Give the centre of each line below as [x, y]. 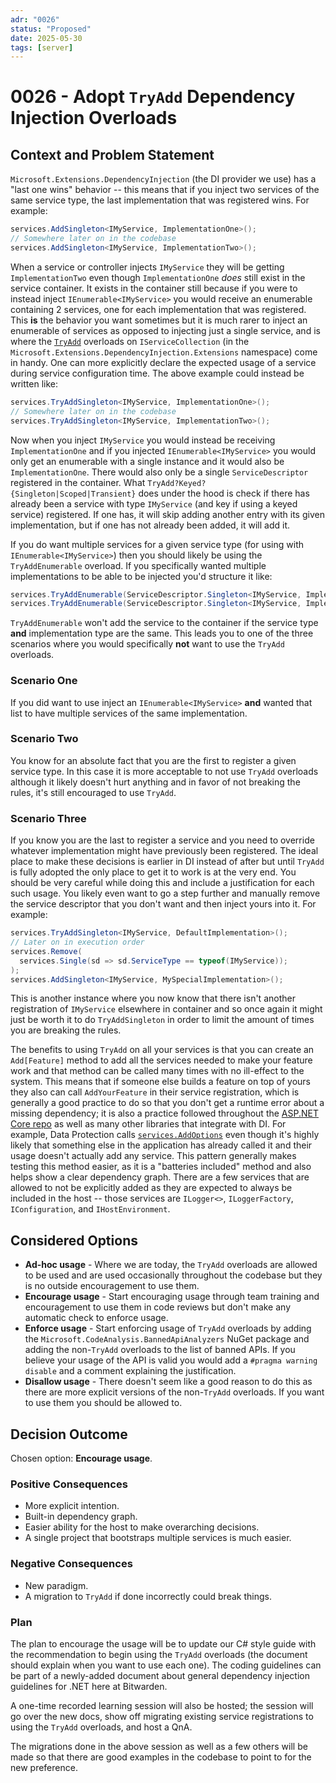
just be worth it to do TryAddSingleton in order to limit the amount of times [162, 1020]
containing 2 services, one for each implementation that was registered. [158, 309]
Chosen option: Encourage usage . [81, 1458]
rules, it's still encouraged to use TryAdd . [93, 792]
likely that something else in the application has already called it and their [161, 1145]
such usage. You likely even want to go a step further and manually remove [165, 893]
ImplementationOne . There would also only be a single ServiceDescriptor [159, 472]
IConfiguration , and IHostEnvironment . [90, 1209]
